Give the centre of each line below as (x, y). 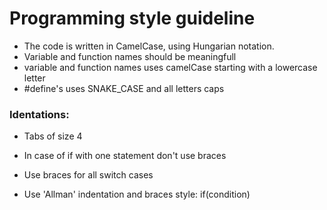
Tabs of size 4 (53, 136)
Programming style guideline (132, 18)
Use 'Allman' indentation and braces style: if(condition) (137, 194)
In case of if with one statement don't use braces (125, 156)
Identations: (39, 114)
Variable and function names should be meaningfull (130, 56)
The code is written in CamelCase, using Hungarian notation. (149, 46)
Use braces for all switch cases (88, 175)
